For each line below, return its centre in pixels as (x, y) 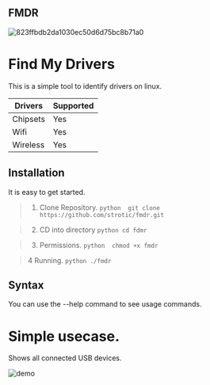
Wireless (29, 144)
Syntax (26, 285)
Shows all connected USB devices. (65, 358)
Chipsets (29, 119)
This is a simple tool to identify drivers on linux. (85, 86)
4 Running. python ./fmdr (69, 260)
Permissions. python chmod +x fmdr (99, 245)
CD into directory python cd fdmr (93, 230)
